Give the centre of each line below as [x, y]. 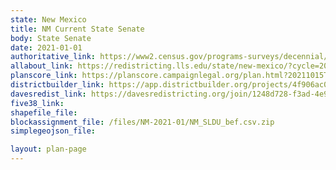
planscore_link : [44, 76]
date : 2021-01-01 [46, 47]
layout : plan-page [48, 149]
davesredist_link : [48, 94]
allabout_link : [42, 66]
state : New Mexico [48, 19]
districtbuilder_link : [57, 85]
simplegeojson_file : [53, 131]
